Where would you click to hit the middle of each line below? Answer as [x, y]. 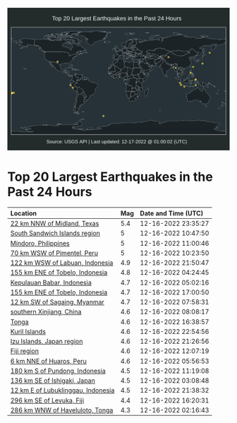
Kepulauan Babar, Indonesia [51, 282]
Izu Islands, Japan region [47, 341]
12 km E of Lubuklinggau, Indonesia [62, 391]
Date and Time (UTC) [172, 213]
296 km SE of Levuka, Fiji [47, 400]
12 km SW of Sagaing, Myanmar [57, 302]
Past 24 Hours [50, 192]
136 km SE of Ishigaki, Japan [53, 381]
